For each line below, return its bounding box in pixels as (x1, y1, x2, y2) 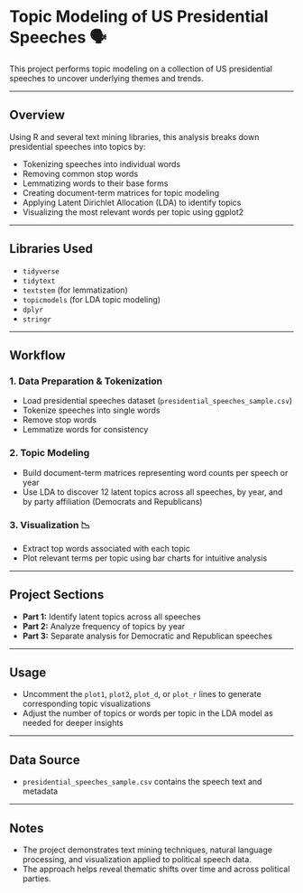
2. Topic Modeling (9, 447, 90, 460)
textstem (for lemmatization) (22, 284, 128, 295)
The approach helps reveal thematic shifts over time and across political (22, 864, 290, 875)
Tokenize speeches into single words (22, 405, 161, 416)
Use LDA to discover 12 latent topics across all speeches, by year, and (22, 486, 283, 498)
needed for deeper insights (22, 718, 124, 729)
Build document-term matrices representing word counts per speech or (22, 467, 289, 478)
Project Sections (9, 587, 105, 602)
